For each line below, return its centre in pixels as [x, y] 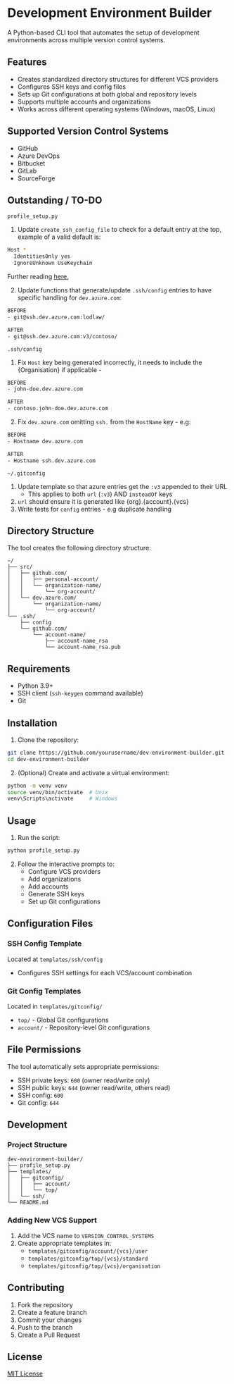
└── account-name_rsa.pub [83, 647]
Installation [32, 723]
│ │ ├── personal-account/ [53, 579]
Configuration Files [50, 923]
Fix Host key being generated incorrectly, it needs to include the [110, 362]
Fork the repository [45, 1304]
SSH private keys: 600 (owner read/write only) [84, 1080]
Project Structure [37, 1145]
